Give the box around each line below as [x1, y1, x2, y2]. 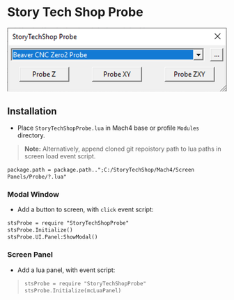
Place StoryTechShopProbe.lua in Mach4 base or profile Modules [17, 123, 200, 132]
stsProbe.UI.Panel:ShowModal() [7, 234, 98, 241]
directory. [17, 130, 45, 140]
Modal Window [7, 189, 60, 199]
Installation [7, 105, 57, 117]
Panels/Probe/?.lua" [7, 173, 68, 180]
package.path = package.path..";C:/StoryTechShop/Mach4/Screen [7, 166, 195, 173]
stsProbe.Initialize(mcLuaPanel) [24, 287, 122, 294]
